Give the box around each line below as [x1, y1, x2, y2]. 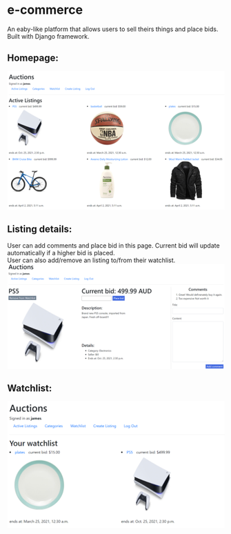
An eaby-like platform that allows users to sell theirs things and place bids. [7, 25, 219, 33]
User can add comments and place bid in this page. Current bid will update [7, 241, 220, 250]
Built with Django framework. [7, 32, 90, 40]
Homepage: [7, 52, 59, 64]
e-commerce [7, 2, 83, 18]
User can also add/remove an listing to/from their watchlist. [7, 256, 176, 264]
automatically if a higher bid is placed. [7, 249, 115, 257]
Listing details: [7, 224, 72, 235]
